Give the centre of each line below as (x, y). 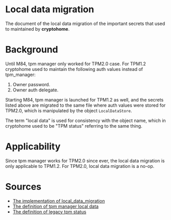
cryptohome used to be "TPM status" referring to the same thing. (74, 126)
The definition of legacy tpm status (50, 212)
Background (32, 50)
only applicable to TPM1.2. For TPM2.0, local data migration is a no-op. (80, 166)
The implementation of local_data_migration (59, 201)
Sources (23, 187)
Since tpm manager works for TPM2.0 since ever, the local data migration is (85, 161)
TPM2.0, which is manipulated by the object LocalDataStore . (69, 110)
